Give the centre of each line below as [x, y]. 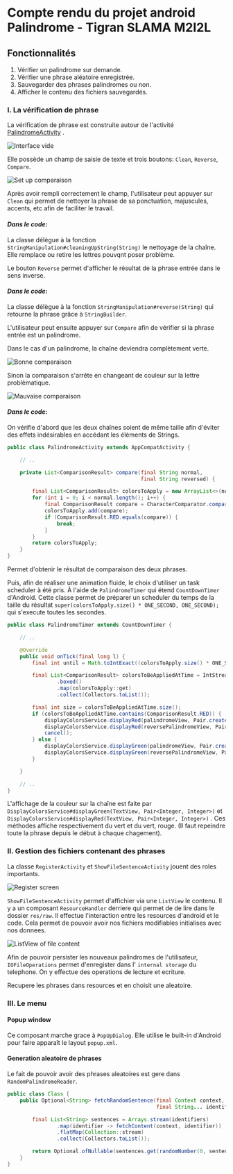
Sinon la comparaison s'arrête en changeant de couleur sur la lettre [103, 375]
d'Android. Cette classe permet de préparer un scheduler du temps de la [111, 598]
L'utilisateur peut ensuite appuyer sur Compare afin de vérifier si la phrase [111, 327]
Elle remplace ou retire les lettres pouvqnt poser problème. [91, 254]
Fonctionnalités [42, 53]
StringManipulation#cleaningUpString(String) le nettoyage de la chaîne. [112, 247]
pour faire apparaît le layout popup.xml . [62, 1042]
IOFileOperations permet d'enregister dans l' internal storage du [102, 964]
